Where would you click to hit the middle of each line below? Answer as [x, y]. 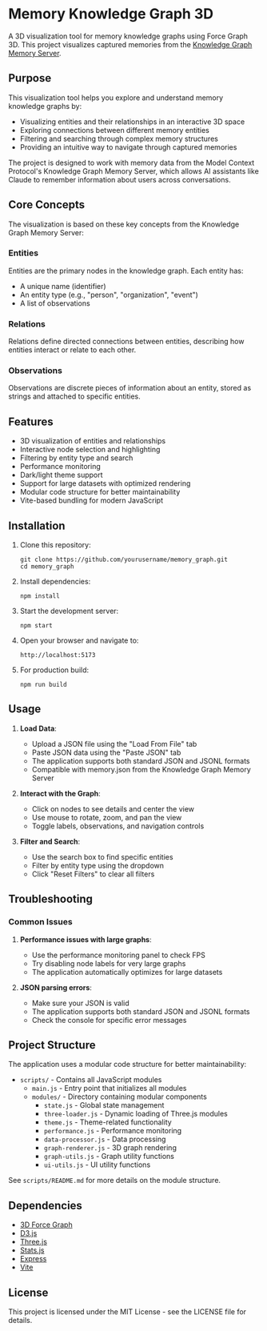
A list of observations [55, 303]
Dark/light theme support [61, 475]
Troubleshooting [51, 899]
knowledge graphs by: [45, 106]
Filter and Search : [50, 841]
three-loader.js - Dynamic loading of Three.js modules [135, 1114]
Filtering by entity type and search [76, 458]
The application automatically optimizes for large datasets [127, 972]
